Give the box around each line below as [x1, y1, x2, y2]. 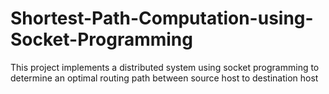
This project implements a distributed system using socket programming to [10, 61, 320, 73]
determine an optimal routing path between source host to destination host [10, 72, 319, 84]
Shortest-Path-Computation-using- [10, 7, 314, 30]
